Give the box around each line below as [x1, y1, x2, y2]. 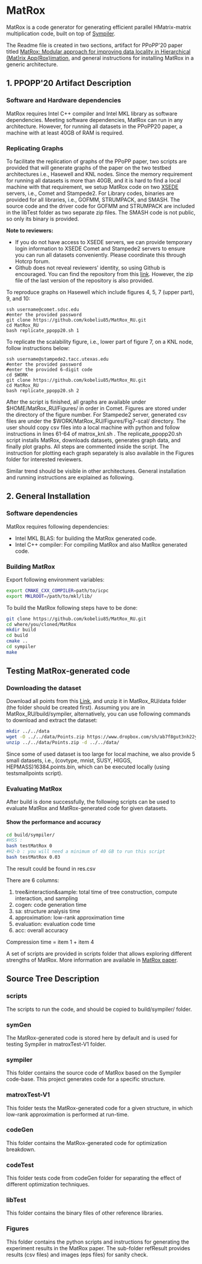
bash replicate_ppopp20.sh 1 [6, 327, 79, 334]
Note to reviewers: [6, 227, 54, 234]
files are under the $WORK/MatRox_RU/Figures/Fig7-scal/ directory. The [6, 417, 186, 425]
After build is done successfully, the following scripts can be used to [6, 798, 176, 806]
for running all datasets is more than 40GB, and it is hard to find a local [6, 177, 182, 184]
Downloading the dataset [6, 684, 82, 692]
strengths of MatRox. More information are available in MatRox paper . [6, 956, 179, 963]
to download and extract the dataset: [6, 717, 98, 724]
